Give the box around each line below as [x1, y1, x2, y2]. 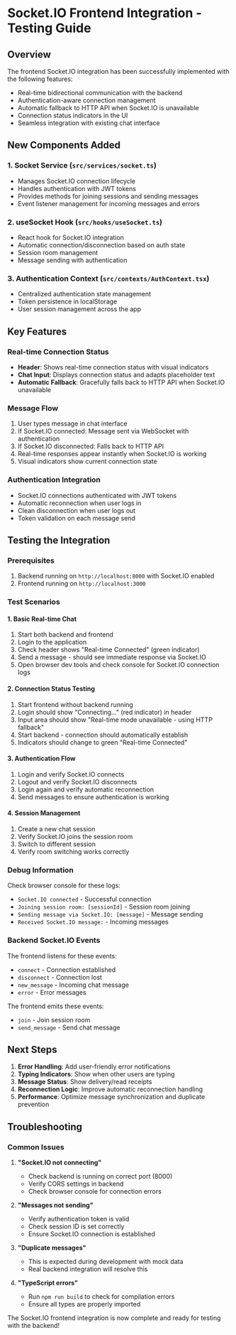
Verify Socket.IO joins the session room [17, 832, 133, 841]
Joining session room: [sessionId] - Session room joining [17, 902, 191, 911]
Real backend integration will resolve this [28, 1265, 148, 1273]
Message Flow [7, 403, 59, 413]
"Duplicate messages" [17, 1243, 86, 1252]
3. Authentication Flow [7, 755, 76, 763]
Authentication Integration [7, 475, 101, 485]
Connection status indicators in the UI [17, 112, 128, 119]
